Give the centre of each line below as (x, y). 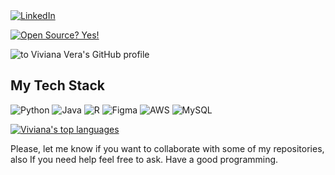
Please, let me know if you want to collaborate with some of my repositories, (167, 148)
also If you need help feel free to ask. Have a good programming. (144, 159)
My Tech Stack (57, 85)
